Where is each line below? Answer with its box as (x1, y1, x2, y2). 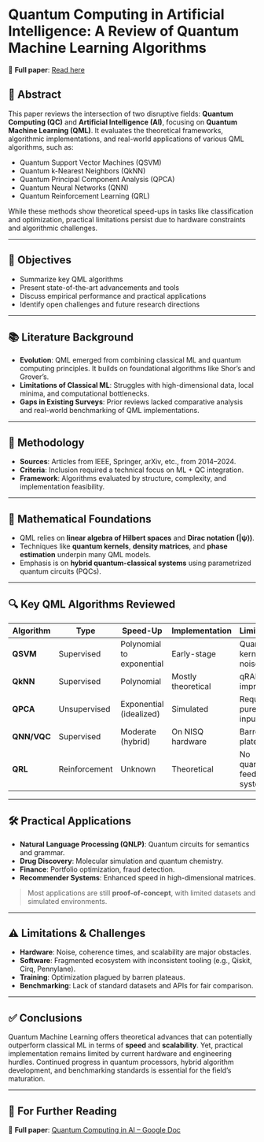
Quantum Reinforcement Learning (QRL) (19, 191, 151, 200)
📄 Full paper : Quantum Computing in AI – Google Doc (8, 1125, 181, 1135)
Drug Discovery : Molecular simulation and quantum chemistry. (19, 856, 224, 865)
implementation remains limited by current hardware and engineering (8, 1049, 232, 1058)
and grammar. (19, 847, 65, 857)
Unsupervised (58, 703, 111, 714)
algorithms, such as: (8, 142, 74, 151)
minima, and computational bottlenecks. (19, 389, 149, 399)
